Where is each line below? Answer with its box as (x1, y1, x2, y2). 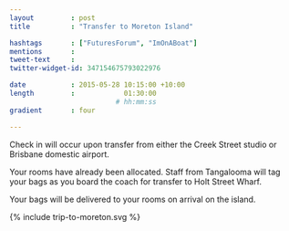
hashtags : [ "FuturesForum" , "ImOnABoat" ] (9, 38, 198, 47)
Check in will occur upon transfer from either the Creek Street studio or (9, 139, 277, 150)
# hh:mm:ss (115, 97, 157, 106)
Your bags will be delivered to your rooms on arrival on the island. (9, 194, 256, 205)
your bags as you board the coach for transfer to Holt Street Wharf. (9, 175, 263, 187)
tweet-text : (9, 56, 76, 65)
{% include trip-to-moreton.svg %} (9, 211, 141, 222)
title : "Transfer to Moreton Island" (9, 22, 194, 31)
